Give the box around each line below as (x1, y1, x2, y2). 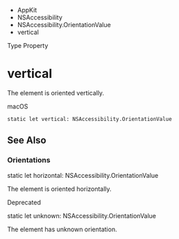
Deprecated (7, 198, 42, 206)
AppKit (17, 6, 37, 14)
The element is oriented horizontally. (7, 184, 112, 193)
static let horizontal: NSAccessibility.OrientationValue (7, 171, 159, 179)
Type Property (7, 42, 49, 49)
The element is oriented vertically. (7, 88, 105, 97)
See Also (7, 135, 46, 147)
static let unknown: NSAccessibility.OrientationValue (7, 211, 157, 220)
